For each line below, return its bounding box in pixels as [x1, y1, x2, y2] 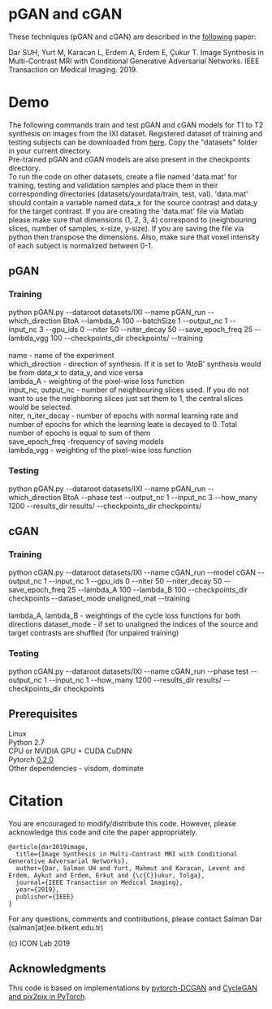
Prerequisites [8, 707, 78, 721]
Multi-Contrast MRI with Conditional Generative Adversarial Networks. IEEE [8, 56, 260, 66]
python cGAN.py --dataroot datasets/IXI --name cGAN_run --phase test [8, 666, 249, 676]
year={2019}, [15, 886, 60, 894]
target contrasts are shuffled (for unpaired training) [8, 627, 179, 637]
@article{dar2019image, [8, 843, 89, 851]
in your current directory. [8, 145, 92, 155]
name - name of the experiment [8, 350, 115, 360]
